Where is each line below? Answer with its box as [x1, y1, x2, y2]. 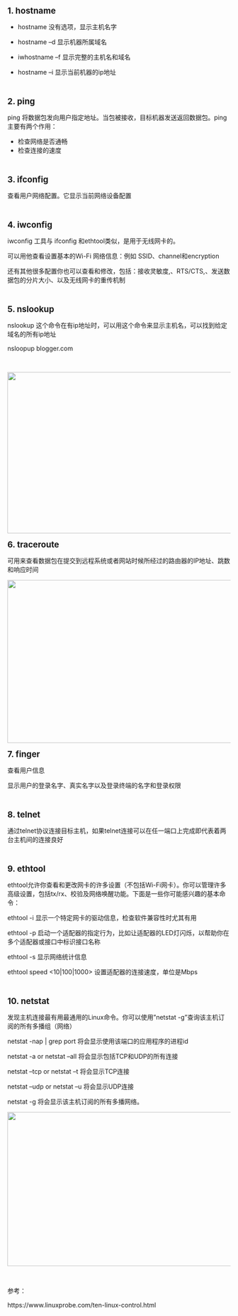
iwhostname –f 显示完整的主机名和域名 [17, 53, 131, 61]
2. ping [7, 96, 35, 107]
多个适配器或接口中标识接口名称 [7, 937, 101, 946]
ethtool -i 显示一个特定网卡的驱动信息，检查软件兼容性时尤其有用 [7, 914, 197, 922]
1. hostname [7, 6, 57, 16]
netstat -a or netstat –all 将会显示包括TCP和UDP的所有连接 [7, 1052, 178, 1060]
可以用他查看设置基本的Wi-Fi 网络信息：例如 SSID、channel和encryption [7, 252, 220, 260]
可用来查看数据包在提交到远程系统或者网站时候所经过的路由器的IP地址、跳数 [7, 556, 230, 565]
